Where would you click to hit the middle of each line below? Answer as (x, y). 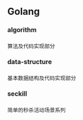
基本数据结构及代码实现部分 (42, 78)
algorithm (22, 29)
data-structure (29, 62)
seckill (17, 94)
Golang (24, 12)
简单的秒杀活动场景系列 (37, 110)
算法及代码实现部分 (31, 46)
